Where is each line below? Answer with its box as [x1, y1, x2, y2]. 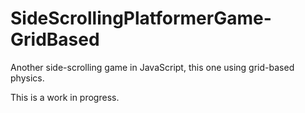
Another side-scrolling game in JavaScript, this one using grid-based [10, 61, 295, 73]
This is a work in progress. [10, 91, 120, 103]
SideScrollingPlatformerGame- [10, 7, 272, 30]
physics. [10, 72, 45, 84]
